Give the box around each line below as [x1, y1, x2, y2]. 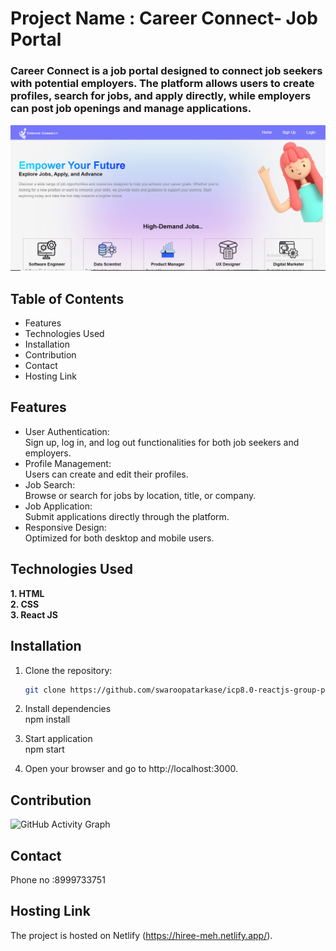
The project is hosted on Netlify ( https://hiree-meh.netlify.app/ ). [10, 929, 273, 941]
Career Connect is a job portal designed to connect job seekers [10, 64, 323, 78]
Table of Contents [10, 290, 125, 307]
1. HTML [10, 587, 45, 599]
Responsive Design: [24, 521, 107, 533]
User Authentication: [24, 425, 110, 437]
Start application [24, 733, 93, 745]
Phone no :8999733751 [10, 874, 106, 886]
